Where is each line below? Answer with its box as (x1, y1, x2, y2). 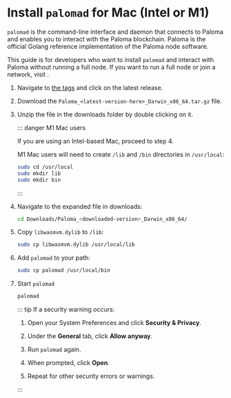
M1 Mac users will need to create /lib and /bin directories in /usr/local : (17, 150, 225, 158)
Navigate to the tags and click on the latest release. (17, 83, 163, 92)
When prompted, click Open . (27, 359, 110, 367)
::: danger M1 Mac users (17, 123, 86, 132)
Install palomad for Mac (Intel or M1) (7, 5, 210, 21)
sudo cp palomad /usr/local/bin (17, 267, 110, 274)
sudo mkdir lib (17, 170, 61, 177)
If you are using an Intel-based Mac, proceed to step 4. (17, 136, 174, 145)
